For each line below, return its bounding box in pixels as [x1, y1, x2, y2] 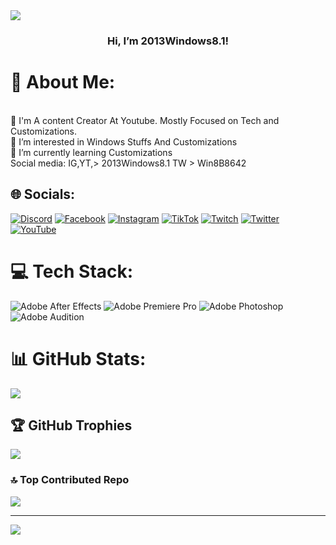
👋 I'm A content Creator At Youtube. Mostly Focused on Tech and [10, 114, 280, 126]
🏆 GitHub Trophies [10, 417, 133, 434]
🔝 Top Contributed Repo [10, 473, 130, 487]
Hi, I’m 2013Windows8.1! [106, 34, 230, 48]
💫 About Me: [10, 71, 116, 94]
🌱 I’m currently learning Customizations [10, 146, 173, 158]
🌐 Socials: [10, 186, 76, 203]
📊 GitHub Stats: [10, 347, 147, 370]
